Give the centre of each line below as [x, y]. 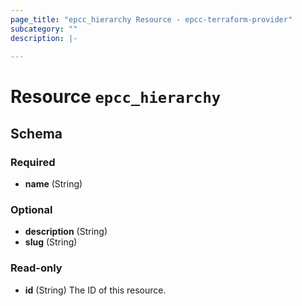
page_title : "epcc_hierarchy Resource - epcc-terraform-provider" [151, 19]
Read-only [36, 268]
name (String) [53, 184]
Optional [31, 210]
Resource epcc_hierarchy [116, 97]
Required [33, 162]
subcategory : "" [44, 29]
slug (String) [51, 242]
